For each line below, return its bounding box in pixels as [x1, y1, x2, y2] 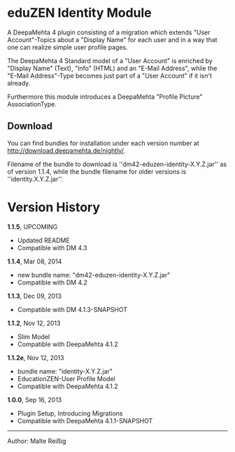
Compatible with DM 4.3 [17, 243, 87, 252]
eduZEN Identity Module [7, 5, 152, 21]
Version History [7, 199, 100, 215]
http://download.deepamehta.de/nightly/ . [7, 146, 126, 155]
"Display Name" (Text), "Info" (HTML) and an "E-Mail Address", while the [7, 64, 218, 72]
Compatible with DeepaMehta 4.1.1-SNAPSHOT [17, 416, 153, 425]
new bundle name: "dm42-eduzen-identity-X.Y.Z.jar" [17, 270, 171, 279]
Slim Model [17, 332, 50, 341]
